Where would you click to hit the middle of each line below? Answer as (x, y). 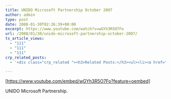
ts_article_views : (25, 39)
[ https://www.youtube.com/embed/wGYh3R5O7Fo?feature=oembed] (78, 81)
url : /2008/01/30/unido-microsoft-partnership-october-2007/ (72, 34)
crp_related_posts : (26, 57)
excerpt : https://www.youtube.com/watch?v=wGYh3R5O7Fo (65, 29)
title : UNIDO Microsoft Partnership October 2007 (59, 10)
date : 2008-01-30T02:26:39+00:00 (41, 24)
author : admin (20, 15)
